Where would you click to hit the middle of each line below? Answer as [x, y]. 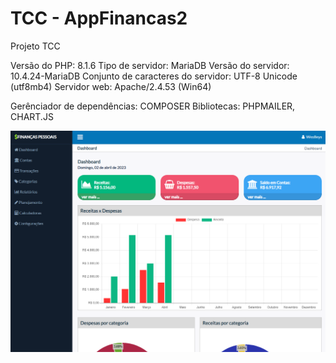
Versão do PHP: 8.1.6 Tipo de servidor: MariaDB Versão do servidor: [150, 65]
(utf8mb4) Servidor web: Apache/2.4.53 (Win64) [111, 86]
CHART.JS [32, 116]
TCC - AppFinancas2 [99, 18]
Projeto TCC [35, 46]
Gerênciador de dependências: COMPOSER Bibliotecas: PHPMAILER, [153, 106]
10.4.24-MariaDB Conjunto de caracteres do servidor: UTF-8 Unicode [154, 76]
